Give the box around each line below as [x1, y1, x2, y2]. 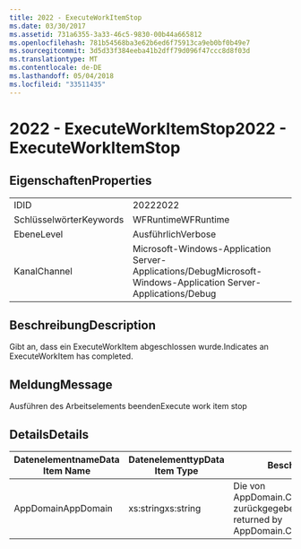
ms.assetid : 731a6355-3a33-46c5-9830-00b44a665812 [9, 30, 202, 39]
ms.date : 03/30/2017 [9, 22, 87, 30]
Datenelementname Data [13, 454, 120, 466]
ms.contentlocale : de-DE [9, 64, 102, 73]
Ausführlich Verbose [133, 228, 217, 240]
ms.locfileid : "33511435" [9, 80, 106, 89]
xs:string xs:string [128, 502, 202, 515]
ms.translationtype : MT [9, 55, 99, 64]
